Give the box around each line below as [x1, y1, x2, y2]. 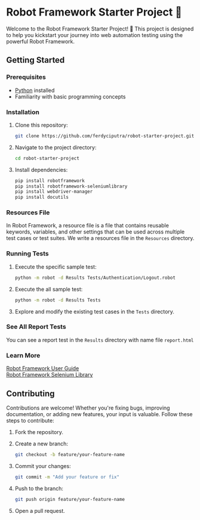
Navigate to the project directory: [14, 143, 97, 151]
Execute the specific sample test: [14, 263, 97, 270]
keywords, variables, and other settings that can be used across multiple [6, 228, 185, 235]
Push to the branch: [14, 485, 64, 492]
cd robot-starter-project [14, 155, 79, 161]
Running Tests [6, 250, 49, 258]
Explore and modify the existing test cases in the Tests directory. [14, 307, 175, 315]
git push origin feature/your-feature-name [14, 496, 125, 502]
